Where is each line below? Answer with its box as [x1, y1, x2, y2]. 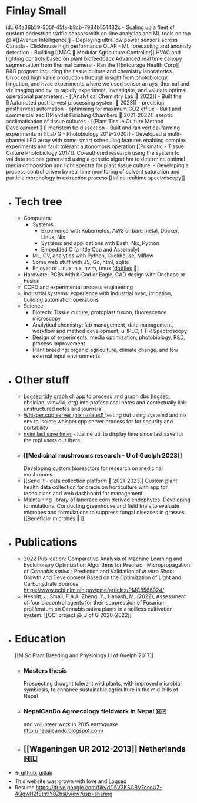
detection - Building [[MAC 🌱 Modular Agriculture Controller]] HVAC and [6, 48, 181, 56]
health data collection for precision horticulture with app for [23, 484, 168, 491]
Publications [14, 536, 78, 549]
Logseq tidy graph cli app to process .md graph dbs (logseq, [23, 393, 171, 400]
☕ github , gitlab [14, 769, 53, 776]
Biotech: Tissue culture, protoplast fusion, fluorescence [32, 308, 167, 315]
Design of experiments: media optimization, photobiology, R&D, [32, 334, 185, 341]
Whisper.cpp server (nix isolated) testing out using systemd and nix [23, 412, 187, 419]
